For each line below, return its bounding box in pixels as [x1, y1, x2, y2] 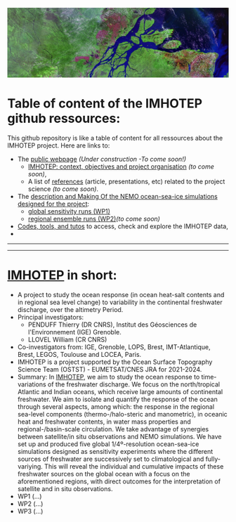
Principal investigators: [17, 313, 84, 321]
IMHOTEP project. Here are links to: [7, 141, 110, 150]
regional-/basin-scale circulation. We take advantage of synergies [17, 424, 209, 433]
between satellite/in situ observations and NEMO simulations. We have [17, 432, 222, 441]
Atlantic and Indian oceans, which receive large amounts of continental [17, 387, 223, 396]
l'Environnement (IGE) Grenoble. [27, 327, 122, 336]
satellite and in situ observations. [17, 484, 113, 492]
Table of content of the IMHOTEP [7, 96, 202, 112]
